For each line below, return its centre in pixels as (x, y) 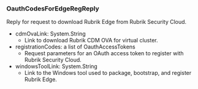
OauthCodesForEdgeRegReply (53, 9)
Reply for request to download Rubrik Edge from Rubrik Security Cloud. (97, 22)
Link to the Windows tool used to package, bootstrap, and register (108, 73)
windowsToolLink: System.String (56, 66)
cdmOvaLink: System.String (50, 34)
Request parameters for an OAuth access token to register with (104, 53)
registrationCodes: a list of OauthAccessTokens (75, 47)
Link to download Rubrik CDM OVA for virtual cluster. (91, 41)
